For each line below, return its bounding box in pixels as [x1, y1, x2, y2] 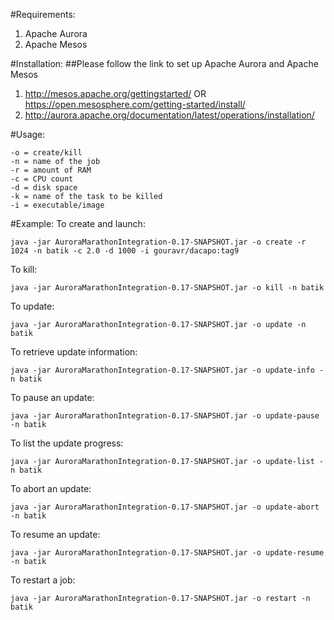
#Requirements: [10, 9, 76, 20]
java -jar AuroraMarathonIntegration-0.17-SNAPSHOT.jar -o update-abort [10, 502, 320, 512]
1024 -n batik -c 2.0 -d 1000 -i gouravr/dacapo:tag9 [10, 246, 240, 256]
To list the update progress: [10, 437, 124, 449]
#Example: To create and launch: [10, 218, 146, 229]
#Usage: [10, 129, 46, 140]
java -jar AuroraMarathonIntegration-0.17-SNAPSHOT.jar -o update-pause [10, 411, 320, 421]
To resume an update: [10, 529, 101, 540]
